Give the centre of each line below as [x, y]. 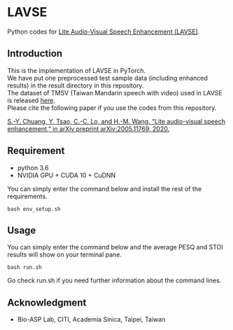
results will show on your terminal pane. [65, 255]
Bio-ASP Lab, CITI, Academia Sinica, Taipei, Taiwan [91, 319]
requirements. [27, 196]
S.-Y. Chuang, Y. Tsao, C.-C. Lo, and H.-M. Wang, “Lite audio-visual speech [116, 121]
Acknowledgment [47, 302]
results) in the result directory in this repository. [76, 85]
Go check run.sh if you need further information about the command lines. [114, 280]
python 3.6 [33, 167]
